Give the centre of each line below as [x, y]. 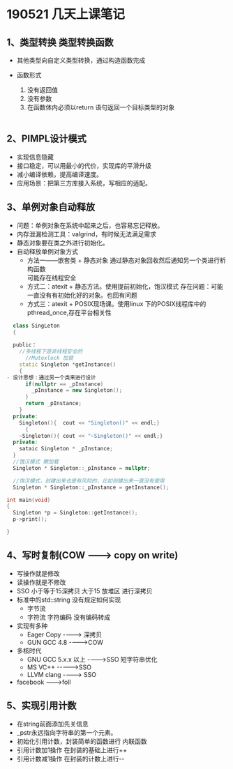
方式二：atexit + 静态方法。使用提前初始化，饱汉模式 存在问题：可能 [125, 286]
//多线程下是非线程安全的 [51, 352]
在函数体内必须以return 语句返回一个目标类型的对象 [101, 107]
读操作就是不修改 [41, 582]
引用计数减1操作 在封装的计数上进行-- [70, 759]
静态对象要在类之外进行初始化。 [62, 243]
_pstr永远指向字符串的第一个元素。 [67, 732]
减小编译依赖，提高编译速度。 [59, 174]
